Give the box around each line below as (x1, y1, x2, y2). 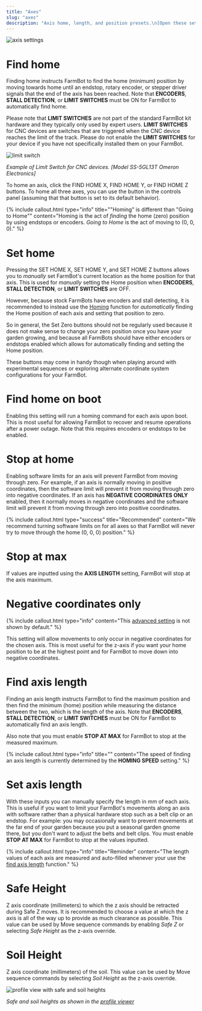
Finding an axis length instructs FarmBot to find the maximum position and (6, 695, 191, 702)
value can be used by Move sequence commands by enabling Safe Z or (6, 921, 185, 928)
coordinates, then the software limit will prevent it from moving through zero (6, 485, 195, 493)
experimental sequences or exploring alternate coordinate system (6, 365, 170, 372)
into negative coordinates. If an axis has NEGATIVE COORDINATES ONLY (6, 491, 188, 499)
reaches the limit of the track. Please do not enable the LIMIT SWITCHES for (6, 134, 195, 141)
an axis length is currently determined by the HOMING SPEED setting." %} (6, 757, 190, 764)
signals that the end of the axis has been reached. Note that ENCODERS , (6, 90, 186, 97)
